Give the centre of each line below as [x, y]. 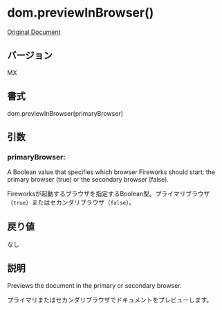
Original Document [34, 32]
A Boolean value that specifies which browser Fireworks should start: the [111, 172]
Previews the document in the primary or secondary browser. [94, 285]
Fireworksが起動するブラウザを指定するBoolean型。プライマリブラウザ [109, 194]
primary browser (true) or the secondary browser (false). [88, 180]
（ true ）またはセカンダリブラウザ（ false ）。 [71, 203]
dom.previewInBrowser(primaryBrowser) [65, 113]
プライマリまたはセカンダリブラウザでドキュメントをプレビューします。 [110, 300]
